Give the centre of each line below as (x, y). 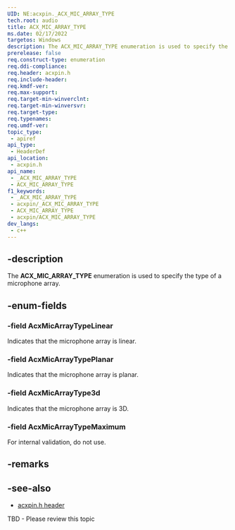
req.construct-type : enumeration (56, 60)
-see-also (29, 488)
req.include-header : (38, 79)
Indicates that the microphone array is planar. (73, 375)
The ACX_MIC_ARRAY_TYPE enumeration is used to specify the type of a (114, 276)
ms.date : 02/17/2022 (38, 34)
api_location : (28, 158)
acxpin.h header (41, 505)
